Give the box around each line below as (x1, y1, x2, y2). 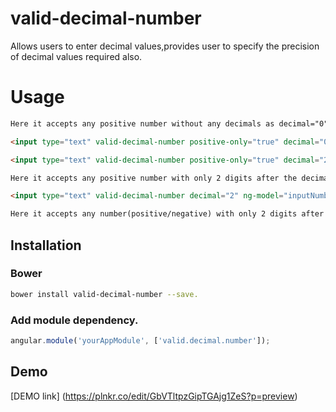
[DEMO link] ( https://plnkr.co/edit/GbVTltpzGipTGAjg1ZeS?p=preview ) (10, 390, 298, 402)
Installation (10, 237, 82, 254)
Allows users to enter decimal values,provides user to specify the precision (10, 40, 320, 52)
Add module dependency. (10, 313, 139, 327)
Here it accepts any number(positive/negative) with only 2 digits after (10, 209, 325, 219)
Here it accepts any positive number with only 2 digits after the (10, 173, 298, 183)
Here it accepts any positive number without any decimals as (10, 118, 275, 129)
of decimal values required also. (10, 50, 143, 62)
